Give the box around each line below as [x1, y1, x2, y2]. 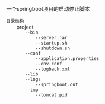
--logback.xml [35, 66, 70, 72]
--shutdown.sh [35, 45, 70, 51]
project [16, 23, 34, 30]
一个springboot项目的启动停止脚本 [6, 5, 90, 12]
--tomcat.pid [35, 92, 68, 98]
